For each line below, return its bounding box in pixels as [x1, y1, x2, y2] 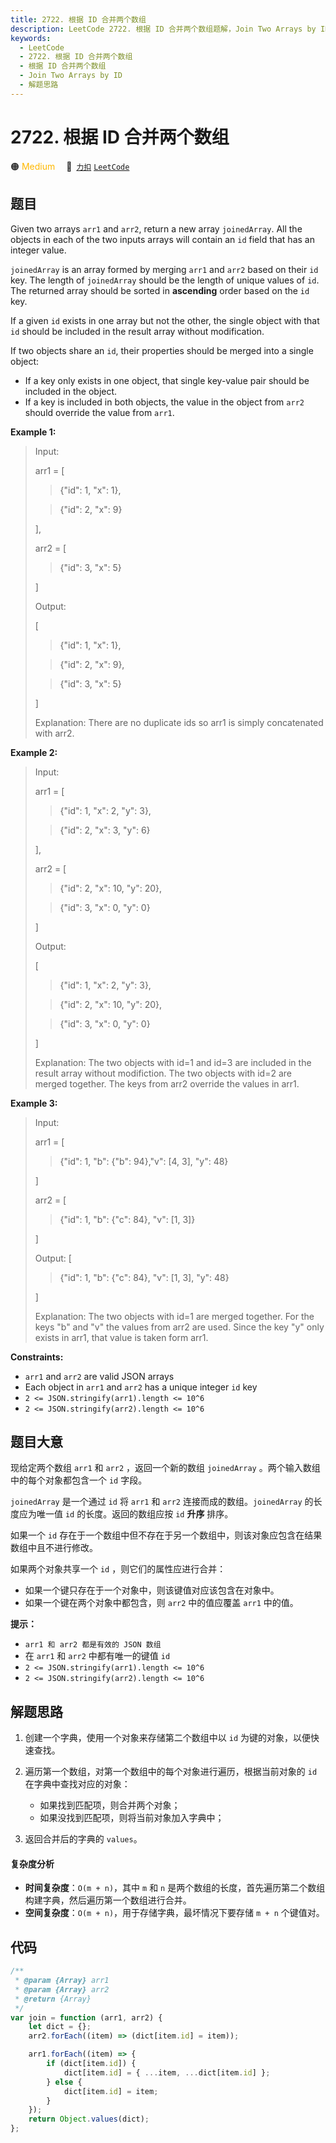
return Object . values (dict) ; [28, 2114, 150, 2125]
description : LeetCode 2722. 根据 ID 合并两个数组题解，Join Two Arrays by [10, 24, 317, 34]
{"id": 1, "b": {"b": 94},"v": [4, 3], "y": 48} [59, 1155, 229, 1167]
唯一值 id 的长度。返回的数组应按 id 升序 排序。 [36, 1508, 234, 1520]
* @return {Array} [14, 1994, 92, 2004]
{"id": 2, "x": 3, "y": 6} [59, 824, 151, 836]
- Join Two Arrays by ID [19, 71, 123, 81]
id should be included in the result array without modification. [10, 325, 265, 337]
